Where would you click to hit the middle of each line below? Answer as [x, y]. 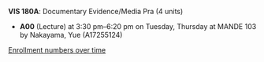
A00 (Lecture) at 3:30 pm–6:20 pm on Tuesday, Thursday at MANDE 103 [138, 26]
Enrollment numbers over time [57, 50]
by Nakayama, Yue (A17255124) [71, 35]
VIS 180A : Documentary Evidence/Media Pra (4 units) [96, 11]
